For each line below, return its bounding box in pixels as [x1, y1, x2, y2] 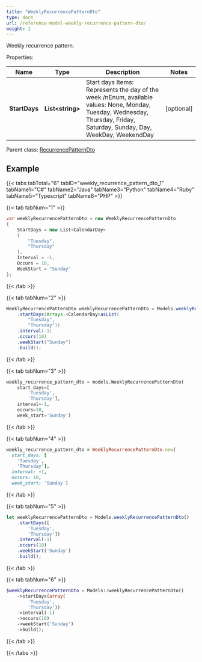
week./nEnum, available [86, 93, 153, 102]
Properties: [6, 54, 34, 61]
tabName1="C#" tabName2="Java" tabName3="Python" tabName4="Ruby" [6, 186, 195, 193]
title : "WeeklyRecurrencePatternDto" [6, 8, 101, 15]
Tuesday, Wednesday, [86, 108, 148, 117]
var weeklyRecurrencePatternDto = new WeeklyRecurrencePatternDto [6, 216, 176, 222]
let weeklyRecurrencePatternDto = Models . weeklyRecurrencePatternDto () [6, 514, 189, 520]
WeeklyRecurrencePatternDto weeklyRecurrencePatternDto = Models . [6, 305, 176, 311]
